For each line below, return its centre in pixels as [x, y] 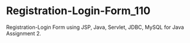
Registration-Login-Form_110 [78, 11]
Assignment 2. [24, 33]
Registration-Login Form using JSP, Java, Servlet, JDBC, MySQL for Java [95, 27]
